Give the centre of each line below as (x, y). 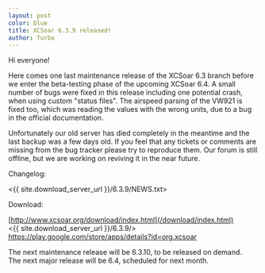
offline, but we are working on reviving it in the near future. (104, 159)
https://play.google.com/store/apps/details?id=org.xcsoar (102, 237)
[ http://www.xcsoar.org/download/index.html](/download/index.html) (121, 220)
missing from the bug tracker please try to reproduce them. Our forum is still (133, 150)
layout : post (30, 15)
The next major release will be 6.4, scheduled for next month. (108, 261)
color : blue (28, 23)
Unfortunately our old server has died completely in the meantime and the (129, 133)
